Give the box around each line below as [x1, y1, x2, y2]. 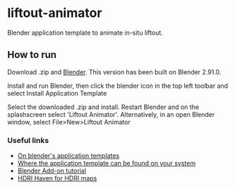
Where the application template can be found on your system [17, 159, 196, 168]
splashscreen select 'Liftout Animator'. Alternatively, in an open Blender [7, 110, 215, 118]
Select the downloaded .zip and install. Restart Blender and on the [7, 103, 200, 111]
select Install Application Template [7, 88, 107, 97]
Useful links [7, 135, 49, 145]
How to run [7, 49, 57, 61]
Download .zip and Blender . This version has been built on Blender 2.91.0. [7, 67, 222, 76]
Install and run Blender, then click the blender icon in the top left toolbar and [7, 81, 228, 90]
